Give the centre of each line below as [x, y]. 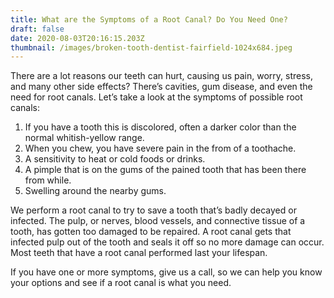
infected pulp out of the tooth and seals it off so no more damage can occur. [167, 242]
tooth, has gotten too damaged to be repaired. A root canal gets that [151, 232]
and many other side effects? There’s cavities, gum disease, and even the [161, 87]
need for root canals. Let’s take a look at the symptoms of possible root [156, 97]
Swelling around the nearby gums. [95, 191]
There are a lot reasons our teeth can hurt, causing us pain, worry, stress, [161, 76]
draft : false [37, 29]
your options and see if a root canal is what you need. [121, 283]
